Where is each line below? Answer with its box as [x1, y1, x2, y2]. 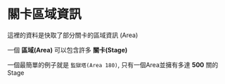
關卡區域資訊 [7, 6, 82, 22]
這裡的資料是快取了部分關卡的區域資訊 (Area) [7, 31, 139, 39]
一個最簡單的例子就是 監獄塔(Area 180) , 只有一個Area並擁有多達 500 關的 [7, 60, 219, 69]
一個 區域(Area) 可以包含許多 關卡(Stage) [7, 45, 128, 54]
